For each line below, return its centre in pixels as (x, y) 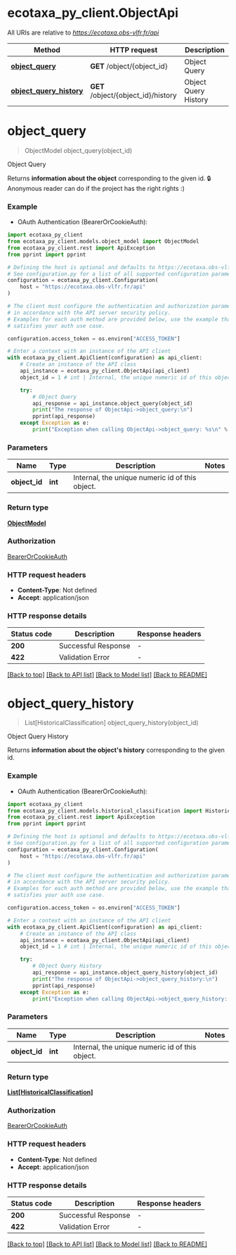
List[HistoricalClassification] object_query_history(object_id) (111, 723)
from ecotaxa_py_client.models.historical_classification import (105, 811)
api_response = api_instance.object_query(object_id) (113, 403)
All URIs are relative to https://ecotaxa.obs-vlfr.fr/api (83, 32)
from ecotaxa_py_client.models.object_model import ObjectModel (103, 242)
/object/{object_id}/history (133, 95)
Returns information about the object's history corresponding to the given (116, 750)
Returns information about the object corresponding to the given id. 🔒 (109, 178)
